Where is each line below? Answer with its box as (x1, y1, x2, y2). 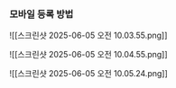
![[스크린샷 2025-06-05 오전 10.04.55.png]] (9, 49, 169, 60)
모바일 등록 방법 (9, 7, 74, 20)
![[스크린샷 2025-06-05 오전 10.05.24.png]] (9, 68, 169, 79)
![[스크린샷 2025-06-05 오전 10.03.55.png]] (9, 30, 168, 41)
